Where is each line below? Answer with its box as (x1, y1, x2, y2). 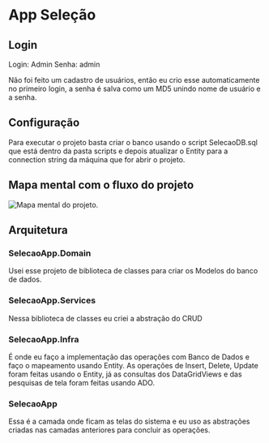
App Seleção (8, 6, 96, 24)
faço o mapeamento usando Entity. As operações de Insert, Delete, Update (8, 360, 259, 370)
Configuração (8, 116, 80, 130)
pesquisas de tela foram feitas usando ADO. (8, 377, 156, 387)
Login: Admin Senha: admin (8, 59, 100, 69)
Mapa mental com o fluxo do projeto (8, 178, 194, 192)
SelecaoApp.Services (8, 295, 96, 306)
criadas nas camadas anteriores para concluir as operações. (8, 425, 211, 435)
